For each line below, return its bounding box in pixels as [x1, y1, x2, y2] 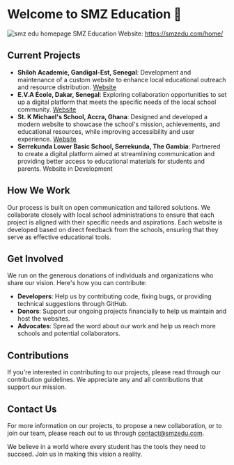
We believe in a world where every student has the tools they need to [7, 443, 206, 450]
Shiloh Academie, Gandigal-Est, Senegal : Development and [17, 68, 192, 76]
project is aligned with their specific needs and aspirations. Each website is [7, 218, 223, 226]
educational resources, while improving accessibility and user [17, 127, 195, 135]
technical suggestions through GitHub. [17, 300, 129, 308]
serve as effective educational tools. [7, 233, 111, 241]
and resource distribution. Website [17, 83, 117, 91]
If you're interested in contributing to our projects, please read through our [7, 368, 221, 376]
